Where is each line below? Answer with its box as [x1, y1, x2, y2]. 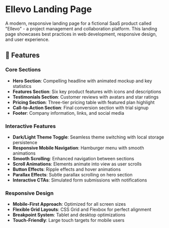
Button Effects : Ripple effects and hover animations [12, 166, 121, 172]
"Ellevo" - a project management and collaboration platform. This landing [5, 25, 157, 31]
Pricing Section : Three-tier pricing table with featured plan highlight [12, 99, 155, 105]
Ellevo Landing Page [5, 4, 92, 15]
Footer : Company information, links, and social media [12, 110, 124, 116]
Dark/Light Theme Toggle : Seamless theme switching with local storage [12, 134, 164, 140]
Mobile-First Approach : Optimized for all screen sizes [12, 201, 126, 207]
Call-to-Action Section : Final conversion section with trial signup [12, 105, 149, 111]
